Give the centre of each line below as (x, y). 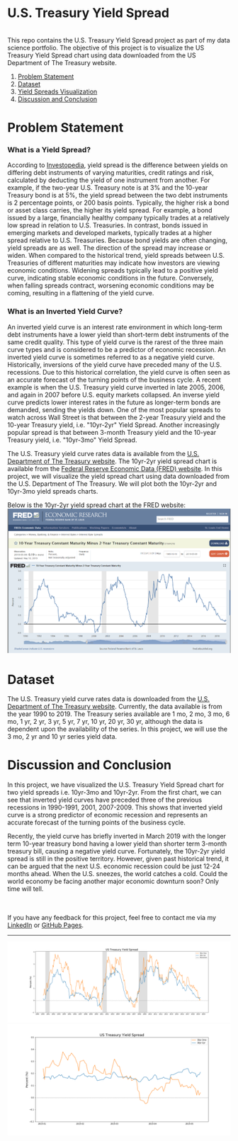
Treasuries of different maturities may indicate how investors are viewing (114, 263)
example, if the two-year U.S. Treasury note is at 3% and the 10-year (108, 188)
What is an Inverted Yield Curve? (65, 312)
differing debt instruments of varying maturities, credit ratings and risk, (111, 173)
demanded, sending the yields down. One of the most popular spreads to (114, 409)
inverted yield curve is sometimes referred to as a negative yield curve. (111, 357)
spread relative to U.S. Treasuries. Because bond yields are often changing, (118, 240)
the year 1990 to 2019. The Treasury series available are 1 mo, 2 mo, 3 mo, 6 (119, 714)
